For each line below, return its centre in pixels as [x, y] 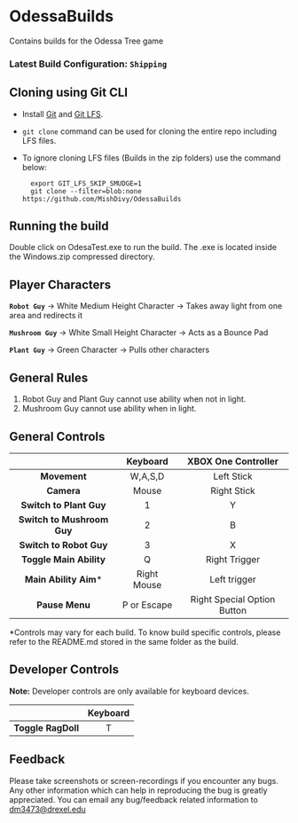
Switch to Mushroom [63, 519]
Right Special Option [233, 599]
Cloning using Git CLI [69, 93]
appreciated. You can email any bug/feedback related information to [134, 799]
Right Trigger [232, 559]
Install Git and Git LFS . [63, 114]
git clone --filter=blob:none [86, 191]
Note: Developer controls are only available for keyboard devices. [129, 691]
